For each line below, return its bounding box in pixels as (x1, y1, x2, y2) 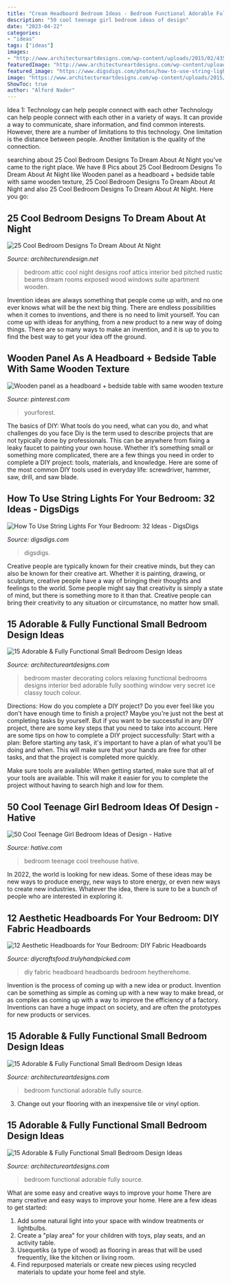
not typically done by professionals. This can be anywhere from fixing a (7, 436, 210, 444)
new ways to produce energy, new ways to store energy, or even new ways (7, 877, 221, 886)
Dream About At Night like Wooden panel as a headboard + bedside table (7, 170, 215, 179)
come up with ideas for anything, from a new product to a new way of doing (7, 317, 222, 326)
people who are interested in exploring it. (7, 893, 124, 901)
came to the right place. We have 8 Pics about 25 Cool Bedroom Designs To (7, 163, 222, 171)
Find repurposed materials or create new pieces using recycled (16, 1260, 197, 1269)
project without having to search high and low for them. (7, 781, 164, 789)
